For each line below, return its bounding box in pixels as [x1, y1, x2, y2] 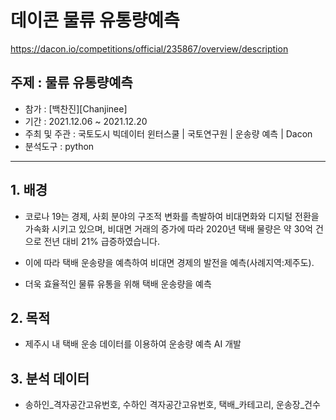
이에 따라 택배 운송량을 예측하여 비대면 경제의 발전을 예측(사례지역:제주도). [24, 256, 315, 268]
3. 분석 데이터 [10, 370, 90, 387]
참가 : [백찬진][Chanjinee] [24, 102, 128, 115]
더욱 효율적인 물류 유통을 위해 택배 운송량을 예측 [24, 277, 212, 290]
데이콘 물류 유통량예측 [10, 9, 180, 32]
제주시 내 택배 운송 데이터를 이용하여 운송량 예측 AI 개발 [24, 338, 242, 350]
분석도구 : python [24, 140, 95, 152]
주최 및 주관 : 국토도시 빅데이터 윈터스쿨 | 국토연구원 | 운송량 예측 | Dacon [24, 127, 313, 140]
